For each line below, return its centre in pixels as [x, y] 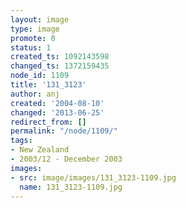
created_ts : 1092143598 [60, 57]
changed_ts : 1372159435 [60, 66]
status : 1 [31, 47]
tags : [21, 141]
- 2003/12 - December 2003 [66, 159]
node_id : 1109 [40, 76]
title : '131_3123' [48, 85]
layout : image [40, 19]
